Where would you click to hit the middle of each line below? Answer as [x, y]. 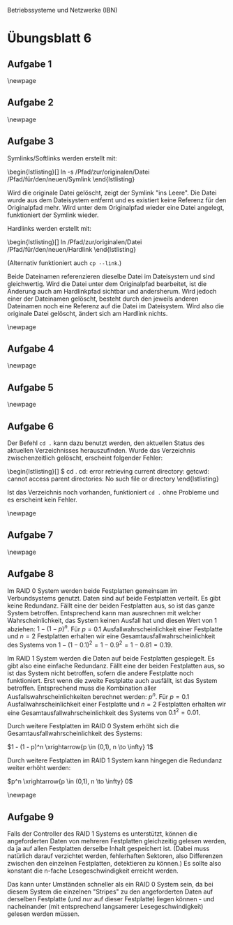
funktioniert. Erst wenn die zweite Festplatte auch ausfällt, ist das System [112, 680]
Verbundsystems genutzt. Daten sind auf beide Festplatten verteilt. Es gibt [114, 598]
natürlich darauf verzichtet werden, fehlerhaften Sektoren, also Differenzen [115, 856]
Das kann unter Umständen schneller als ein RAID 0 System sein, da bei [111, 885]
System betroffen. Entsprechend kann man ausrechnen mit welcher [104, 612]
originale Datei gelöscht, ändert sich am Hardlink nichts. [88, 313]
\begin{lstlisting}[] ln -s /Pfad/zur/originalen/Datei [78, 172]
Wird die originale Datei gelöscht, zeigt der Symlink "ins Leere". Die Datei [112, 193]
